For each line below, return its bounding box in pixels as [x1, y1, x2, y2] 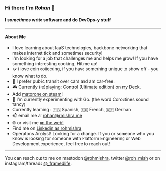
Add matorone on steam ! [12, 91, 63, 97]
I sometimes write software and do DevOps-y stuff [5, 17, 111, 23]
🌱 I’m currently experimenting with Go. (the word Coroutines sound [12, 96, 149, 103]
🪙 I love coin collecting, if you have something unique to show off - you [12, 66, 159, 72]
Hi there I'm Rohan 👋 [5, 4, 55, 11]
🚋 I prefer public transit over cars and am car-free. [12, 78, 115, 84]
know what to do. [12, 73, 48, 79]
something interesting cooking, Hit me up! [12, 61, 98, 67]
